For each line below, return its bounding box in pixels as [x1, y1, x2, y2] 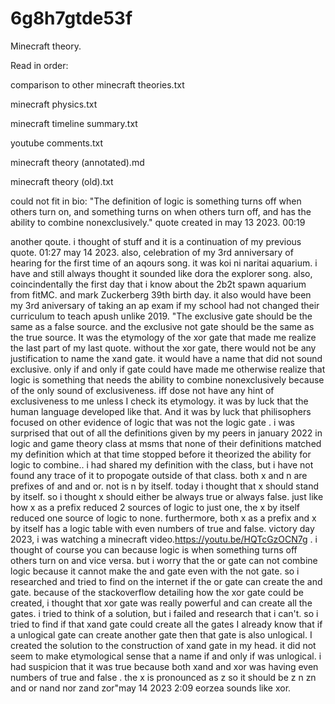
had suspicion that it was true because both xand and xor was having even [10, 660, 319, 672]
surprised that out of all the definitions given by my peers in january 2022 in [10, 427, 323, 439]
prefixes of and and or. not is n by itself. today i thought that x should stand [10, 480, 319, 492]
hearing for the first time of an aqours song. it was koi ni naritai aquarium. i [10, 257, 318, 269]
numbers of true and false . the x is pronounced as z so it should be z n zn [10, 671, 317, 683]
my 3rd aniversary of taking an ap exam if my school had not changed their [10, 299, 320, 311]
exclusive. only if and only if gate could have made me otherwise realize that [10, 363, 326, 375]
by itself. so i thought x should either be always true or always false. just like [10, 490, 324, 502]
